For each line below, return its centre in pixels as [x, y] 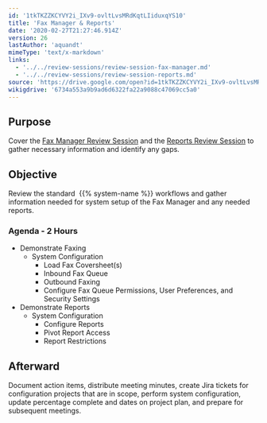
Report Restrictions [75, 341]
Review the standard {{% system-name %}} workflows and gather [118, 193]
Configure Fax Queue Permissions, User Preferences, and [138, 290]
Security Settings [72, 299]
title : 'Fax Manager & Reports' [62, 23]
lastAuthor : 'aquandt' [46, 45]
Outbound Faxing [72, 282]
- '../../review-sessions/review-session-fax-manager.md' [114, 68]
